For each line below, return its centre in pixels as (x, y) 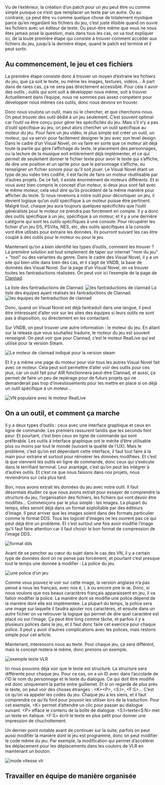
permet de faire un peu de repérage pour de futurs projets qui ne (71, 378)
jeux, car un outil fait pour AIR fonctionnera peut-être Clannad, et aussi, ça (80, 373)
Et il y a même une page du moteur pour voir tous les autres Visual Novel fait (82, 362)
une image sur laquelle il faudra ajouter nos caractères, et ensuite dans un (80, 609)
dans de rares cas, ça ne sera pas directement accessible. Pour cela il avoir (82, 87)
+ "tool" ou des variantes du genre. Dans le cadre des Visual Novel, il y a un (82, 257)
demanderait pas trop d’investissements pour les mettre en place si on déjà (81, 383)
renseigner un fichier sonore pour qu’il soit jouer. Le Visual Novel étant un (80, 169)
